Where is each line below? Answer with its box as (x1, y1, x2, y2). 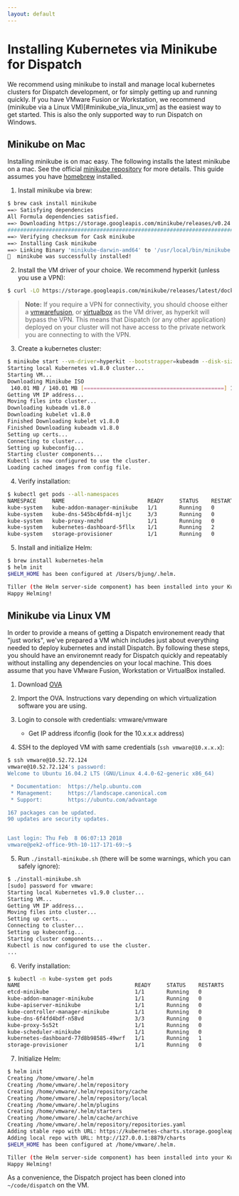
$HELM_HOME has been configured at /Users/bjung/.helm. (7, 570, 176, 577)
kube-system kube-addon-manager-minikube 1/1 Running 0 (7, 504, 215, 511)
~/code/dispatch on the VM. (7, 1181, 90, 1190)
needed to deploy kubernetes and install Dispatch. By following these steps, (7, 644, 230, 652)
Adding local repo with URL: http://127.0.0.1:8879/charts (7, 1134, 186, 1141)
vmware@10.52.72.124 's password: (7, 763, 107, 770)
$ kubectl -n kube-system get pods (7, 975, 113, 982)
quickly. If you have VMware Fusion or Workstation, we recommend (7, 95, 206, 103)
